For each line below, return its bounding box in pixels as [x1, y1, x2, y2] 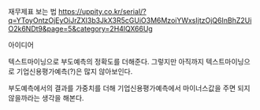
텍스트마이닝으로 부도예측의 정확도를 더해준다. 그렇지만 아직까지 [8, 57, 205, 66]
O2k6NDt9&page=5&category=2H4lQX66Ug [8, 24, 154, 33]
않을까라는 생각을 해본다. [8, 93, 84, 102]
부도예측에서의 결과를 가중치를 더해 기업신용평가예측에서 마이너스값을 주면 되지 [8, 83, 251, 93]
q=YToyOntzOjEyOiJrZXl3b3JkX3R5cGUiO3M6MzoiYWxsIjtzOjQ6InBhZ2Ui [8, 16, 252, 25]
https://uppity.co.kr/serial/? [58, 7, 147, 16]
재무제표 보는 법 [8, 7, 58, 16]
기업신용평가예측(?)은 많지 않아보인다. [16, 67, 133, 76]
